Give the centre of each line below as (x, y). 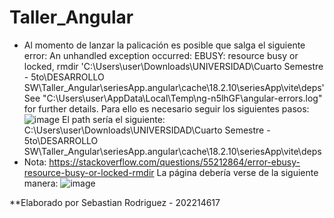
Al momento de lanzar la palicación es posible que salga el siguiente (164, 45)
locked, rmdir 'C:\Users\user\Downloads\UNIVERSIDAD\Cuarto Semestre (173, 66)
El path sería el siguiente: (114, 119)
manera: (41, 183)
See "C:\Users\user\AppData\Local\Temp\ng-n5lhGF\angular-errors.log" (173, 98)
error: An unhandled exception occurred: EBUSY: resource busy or (161, 55)
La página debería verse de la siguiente (237, 172)
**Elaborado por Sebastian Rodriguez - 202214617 (115, 202)
